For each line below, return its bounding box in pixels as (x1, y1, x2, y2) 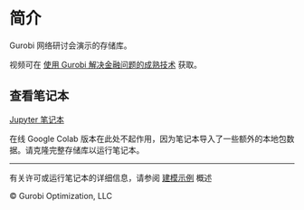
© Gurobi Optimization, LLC (9, 190, 113, 201)
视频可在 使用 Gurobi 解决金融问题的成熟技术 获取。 (9, 59, 202, 70)
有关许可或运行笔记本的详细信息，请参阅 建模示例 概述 (9, 172, 213, 183)
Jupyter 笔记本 (9, 114, 65, 125)
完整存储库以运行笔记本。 (48, 144, 145, 155)
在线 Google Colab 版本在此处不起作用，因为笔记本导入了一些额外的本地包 (9, 133, 287, 144)
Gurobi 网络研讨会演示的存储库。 (9, 40, 133, 51)
